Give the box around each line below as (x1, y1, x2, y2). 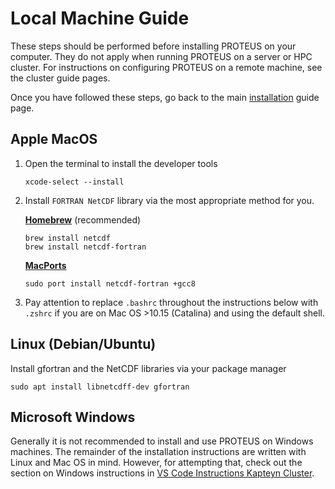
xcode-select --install (24, 177, 125, 187)
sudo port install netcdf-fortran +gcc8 (24, 278, 196, 289)
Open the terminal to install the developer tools (24, 157, 218, 169)
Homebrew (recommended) (24, 213, 142, 226)
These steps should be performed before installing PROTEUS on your (10, 40, 297, 52)
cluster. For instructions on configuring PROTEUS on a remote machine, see (10, 61, 323, 73)
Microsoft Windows (10, 408, 136, 426)
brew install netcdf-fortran (24, 242, 147, 252)
